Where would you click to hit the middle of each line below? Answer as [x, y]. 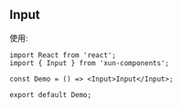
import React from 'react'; [63, 55]
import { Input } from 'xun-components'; [90, 63]
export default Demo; [51, 94]
